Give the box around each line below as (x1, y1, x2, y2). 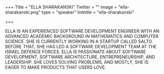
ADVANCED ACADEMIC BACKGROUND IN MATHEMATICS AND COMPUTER (5, 34, 159, 39)
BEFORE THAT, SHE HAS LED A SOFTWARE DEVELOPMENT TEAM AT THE (5, 44, 157, 49)
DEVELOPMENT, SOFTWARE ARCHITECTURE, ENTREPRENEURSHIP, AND (5, 54, 156, 60)
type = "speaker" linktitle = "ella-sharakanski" (41, 9, 135, 15)
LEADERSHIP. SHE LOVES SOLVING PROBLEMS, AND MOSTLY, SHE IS (5, 59, 149, 65)
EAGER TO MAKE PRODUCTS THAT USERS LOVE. (5, 64, 107, 70)
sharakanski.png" (5, 9, 41, 15)
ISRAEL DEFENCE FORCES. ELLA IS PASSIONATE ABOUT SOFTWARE (5, 49, 146, 55)
